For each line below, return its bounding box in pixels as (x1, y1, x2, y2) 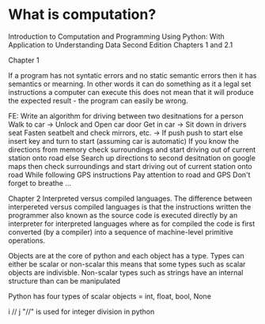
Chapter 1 (8, 55, 40, 65)
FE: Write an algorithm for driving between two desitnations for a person (8, 111, 244, 120)
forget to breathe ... (8, 178, 72, 187)
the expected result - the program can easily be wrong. (8, 96, 188, 105)
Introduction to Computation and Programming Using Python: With (8, 32, 225, 41)
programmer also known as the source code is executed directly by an (8, 210, 238, 220)
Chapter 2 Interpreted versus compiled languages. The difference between (8, 194, 253, 203)
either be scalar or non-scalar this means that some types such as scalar (8, 259, 246, 269)
